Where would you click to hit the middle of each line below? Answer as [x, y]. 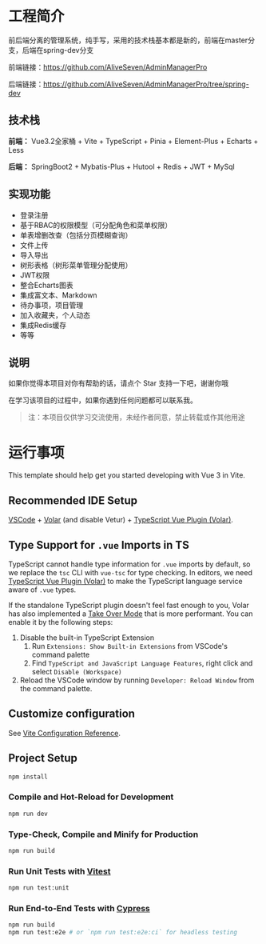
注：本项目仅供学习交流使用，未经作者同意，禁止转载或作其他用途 [136, 418]
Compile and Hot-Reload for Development [91, 797]
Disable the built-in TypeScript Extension [87, 638]
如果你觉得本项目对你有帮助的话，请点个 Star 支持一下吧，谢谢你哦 [119, 383]
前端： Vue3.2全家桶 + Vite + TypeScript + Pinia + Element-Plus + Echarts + [133, 141]
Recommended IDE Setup [73, 500]
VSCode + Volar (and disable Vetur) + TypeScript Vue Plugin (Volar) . [121, 520]
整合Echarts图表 [46, 285]
